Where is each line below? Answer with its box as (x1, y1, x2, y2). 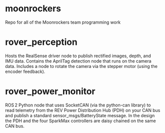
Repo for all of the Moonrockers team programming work (5, 19, 121, 25)
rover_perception (5, 36, 78, 48)
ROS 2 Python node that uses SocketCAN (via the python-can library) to (5, 102, 151, 108)
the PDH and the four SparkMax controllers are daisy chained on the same (5, 118, 156, 124)
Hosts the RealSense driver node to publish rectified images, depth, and (5, 53, 151, 59)
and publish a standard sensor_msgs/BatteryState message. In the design (5, 112, 155, 118)
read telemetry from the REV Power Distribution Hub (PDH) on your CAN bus (5, 107, 161, 113)
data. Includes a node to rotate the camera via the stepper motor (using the (5, 63, 158, 69)
